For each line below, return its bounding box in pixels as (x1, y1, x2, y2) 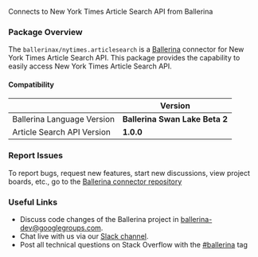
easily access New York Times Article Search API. (8, 61, 173, 71)
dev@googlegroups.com (19, 223, 102, 233)
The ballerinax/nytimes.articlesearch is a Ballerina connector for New (8, 45, 244, 54)
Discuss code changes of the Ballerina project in (19, 215, 179, 224)
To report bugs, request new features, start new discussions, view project (8, 168, 251, 177)
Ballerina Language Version (12, 113, 115, 124)
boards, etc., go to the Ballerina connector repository (8, 177, 182, 186)
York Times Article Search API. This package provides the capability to (8, 53, 240, 63)
